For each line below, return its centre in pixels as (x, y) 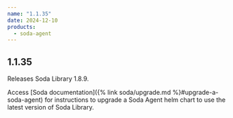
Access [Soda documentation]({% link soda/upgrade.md (89, 93)
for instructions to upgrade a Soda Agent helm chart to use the (135, 100)
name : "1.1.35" (29, 14)
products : (22, 27)
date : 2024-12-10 (33, 20)
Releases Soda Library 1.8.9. (48, 79)
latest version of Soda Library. (51, 107)
